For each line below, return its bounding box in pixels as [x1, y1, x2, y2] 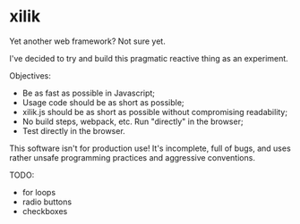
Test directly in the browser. [21, 125, 125, 136]
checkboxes [21, 205, 68, 216]
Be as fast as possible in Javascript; [21, 87, 155, 98]
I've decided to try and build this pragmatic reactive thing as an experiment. [9, 53, 288, 63]
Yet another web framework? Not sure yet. [9, 36, 166, 46]
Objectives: [9, 70, 51, 81]
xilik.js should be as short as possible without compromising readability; [21, 106, 288, 117]
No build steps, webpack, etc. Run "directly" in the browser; [21, 116, 244, 127]
